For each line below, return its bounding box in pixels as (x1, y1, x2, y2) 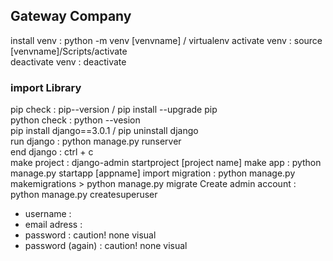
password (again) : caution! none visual (24, 240, 188, 252)
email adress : (24, 219, 83, 231)
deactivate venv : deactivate (10, 55, 127, 68)
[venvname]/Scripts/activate (10, 45, 128, 57)
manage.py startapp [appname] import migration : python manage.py (10, 167, 296, 179)
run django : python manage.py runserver (10, 135, 182, 148)
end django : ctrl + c (10, 146, 94, 158)
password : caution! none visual (24, 229, 157, 241)
